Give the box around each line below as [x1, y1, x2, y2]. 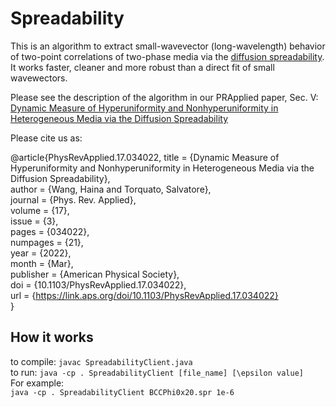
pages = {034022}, [10, 225, 90, 237]
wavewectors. [10, 72, 68, 84]
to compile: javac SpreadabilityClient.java [10, 355, 193, 367]
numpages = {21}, [10, 236, 84, 248]
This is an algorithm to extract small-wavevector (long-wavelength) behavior [10, 40, 326, 52]
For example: [10, 377, 65, 389]
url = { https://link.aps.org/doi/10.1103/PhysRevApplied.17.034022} [10, 289, 279, 301]
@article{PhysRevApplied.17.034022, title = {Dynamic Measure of [10, 151, 280, 163]
